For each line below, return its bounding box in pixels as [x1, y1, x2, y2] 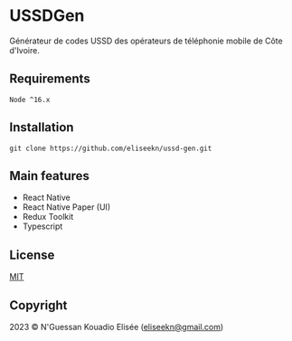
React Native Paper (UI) [22, 202, 111, 213]
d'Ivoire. [9, 44, 41, 55]
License [9, 247, 55, 262]
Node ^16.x [9, 95, 51, 104]
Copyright [9, 298, 68, 313]
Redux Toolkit [22, 212, 74, 223]
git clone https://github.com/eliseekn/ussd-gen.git [9, 144, 212, 153]
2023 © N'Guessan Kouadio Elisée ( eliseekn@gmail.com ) [9, 322, 224, 332]
